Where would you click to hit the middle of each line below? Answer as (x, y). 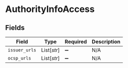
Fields (15, 28)
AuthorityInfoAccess (50, 9)
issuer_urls (22, 50)
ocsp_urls (19, 58)
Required (76, 42)
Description (106, 42)
